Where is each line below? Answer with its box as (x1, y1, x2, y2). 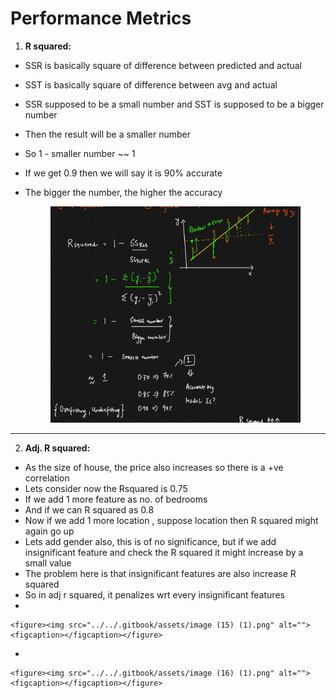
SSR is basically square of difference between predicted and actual (24, 59, 302, 71)
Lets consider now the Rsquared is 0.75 (24, 483, 188, 495)
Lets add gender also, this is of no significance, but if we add (24, 536, 277, 548)
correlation (24, 472, 70, 484)
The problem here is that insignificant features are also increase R (24, 568, 297, 580)
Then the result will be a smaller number (24, 128, 191, 140)
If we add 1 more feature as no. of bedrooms (24, 493, 208, 506)
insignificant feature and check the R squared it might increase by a (24, 547, 304, 559)
